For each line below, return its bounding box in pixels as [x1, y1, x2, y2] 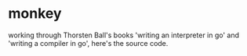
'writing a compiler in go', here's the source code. [8, 38, 169, 47]
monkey [8, 5, 62, 23]
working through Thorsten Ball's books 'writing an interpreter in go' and [8, 30, 240, 40]
